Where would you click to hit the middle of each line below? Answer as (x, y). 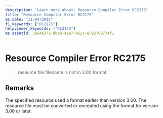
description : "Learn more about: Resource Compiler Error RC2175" (77, 10)
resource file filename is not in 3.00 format (62, 72)
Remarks (20, 88)
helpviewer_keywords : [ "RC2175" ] (40, 29)
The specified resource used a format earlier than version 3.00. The (76, 100)
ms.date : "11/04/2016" (29, 19)
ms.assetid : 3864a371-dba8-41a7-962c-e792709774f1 (60, 33)
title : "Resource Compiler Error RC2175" (50, 15)
